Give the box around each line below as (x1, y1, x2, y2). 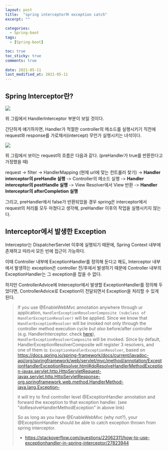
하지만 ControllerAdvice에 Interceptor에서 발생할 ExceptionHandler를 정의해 (5, 282, 157, 288)
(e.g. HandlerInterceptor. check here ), (17, 331, 95, 337)
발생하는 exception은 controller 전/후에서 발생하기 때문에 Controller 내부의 (14, 265, 161, 271)
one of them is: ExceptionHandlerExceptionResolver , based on (17, 347, 145, 353)
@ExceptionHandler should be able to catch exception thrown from (17, 419, 156, 425)
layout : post (5, 7, 32, 13)
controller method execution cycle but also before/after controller (17, 325, 152, 331)
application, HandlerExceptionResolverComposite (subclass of (17, 309, 146, 316)
